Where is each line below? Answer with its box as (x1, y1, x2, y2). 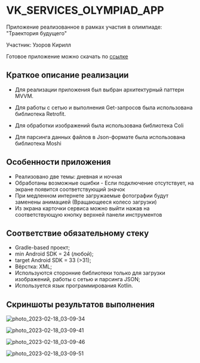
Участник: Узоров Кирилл (6, 41, 72, 48)
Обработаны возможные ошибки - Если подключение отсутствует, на (14, 179, 194, 186)
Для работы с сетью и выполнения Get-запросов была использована (14, 104, 193, 111)
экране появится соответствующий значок (14, 186, 125, 193)
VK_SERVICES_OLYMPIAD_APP (6, 4, 164, 17)
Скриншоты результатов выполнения (6, 299, 155, 309)
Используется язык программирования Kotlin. (14, 282, 133, 290)
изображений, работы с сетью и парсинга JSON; (14, 276, 140, 283)
